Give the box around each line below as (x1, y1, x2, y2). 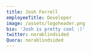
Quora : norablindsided (6, 37, 64, 43)
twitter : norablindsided (6, 32, 69, 38)
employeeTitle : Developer (6, 15, 72, 21)
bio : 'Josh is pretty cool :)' (6, 26, 86, 32)
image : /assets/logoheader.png (6, 20, 86, 26)
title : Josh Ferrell (6, 9, 59, 15)
